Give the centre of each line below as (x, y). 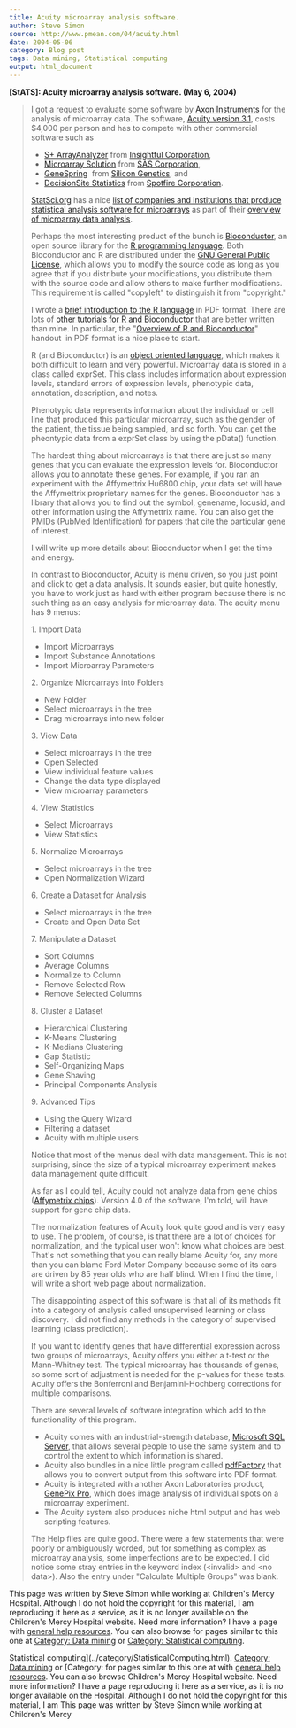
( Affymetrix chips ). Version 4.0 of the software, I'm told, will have (149, 1200)
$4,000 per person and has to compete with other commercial (144, 128)
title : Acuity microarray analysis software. (94, 17)
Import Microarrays (79, 646)
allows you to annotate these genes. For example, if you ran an (145, 474)
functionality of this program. (83, 1420)
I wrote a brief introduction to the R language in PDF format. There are (158, 309)
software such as (62, 137)
